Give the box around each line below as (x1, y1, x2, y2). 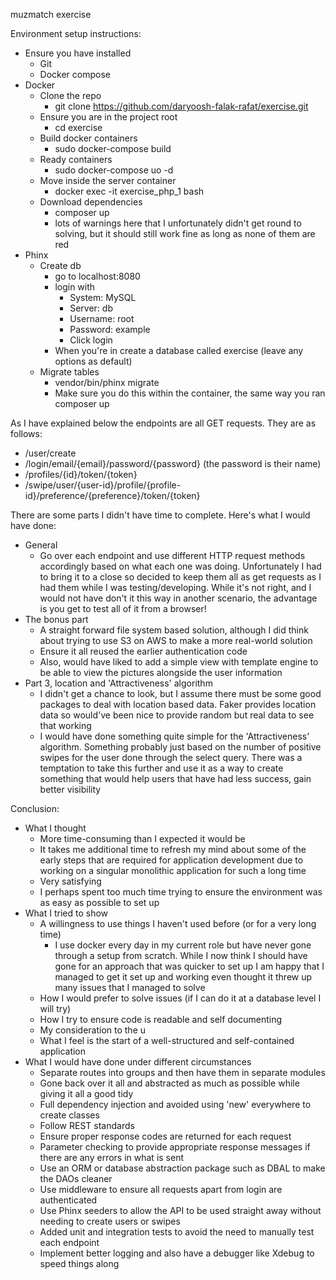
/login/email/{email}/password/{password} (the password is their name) (24, 458, 322, 469)
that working (39, 720, 92, 731)
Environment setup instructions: (10, 28, 142, 39)
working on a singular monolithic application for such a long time (39, 865, 307, 876)
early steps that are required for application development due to (39, 854, 304, 866)
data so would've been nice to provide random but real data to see (39, 709, 315, 721)
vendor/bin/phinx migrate (54, 377, 160, 388)
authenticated (39, 1194, 98, 1206)
